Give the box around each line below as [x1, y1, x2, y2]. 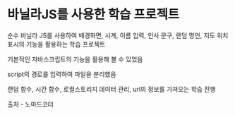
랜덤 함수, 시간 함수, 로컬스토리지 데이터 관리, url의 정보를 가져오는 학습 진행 [7, 85, 216, 93]
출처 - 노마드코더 [7, 99, 54, 108]
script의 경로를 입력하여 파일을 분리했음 [7, 70, 116, 78]
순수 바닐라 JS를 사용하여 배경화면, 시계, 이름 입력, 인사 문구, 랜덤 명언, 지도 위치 [7, 31, 229, 40]
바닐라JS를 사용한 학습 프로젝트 [7, 6, 180, 23]
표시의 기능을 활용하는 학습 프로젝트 [7, 40, 106, 48]
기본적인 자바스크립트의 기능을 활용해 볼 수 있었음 [7, 54, 143, 63]
